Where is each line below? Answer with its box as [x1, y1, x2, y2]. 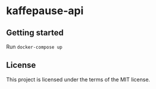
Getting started [6, 28, 64, 38]
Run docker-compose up [6, 43, 63, 50]
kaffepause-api [6, 4, 84, 18]
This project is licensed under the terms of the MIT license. [6, 75, 150, 83]
